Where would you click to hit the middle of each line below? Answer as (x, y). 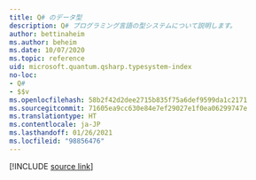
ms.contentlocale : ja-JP (55, 125)
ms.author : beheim (43, 42)
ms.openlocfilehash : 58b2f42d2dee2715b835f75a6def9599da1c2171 (128, 100)
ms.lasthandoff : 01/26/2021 (61, 133)
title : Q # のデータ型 (46, 17)
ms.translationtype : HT (53, 116)
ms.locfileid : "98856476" (57, 141)
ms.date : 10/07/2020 (47, 51)
